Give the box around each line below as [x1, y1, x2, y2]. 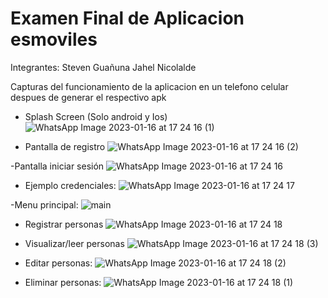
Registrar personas [24, 218, 104, 230]
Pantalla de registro [24, 140, 106, 152]
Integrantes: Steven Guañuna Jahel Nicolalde [10, 61, 197, 73]
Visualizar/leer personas [24, 237, 125, 249]
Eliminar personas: [24, 276, 102, 288]
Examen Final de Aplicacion [10, 7, 245, 30]
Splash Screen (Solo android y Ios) [24, 110, 168, 122]
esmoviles [10, 28, 98, 51]
